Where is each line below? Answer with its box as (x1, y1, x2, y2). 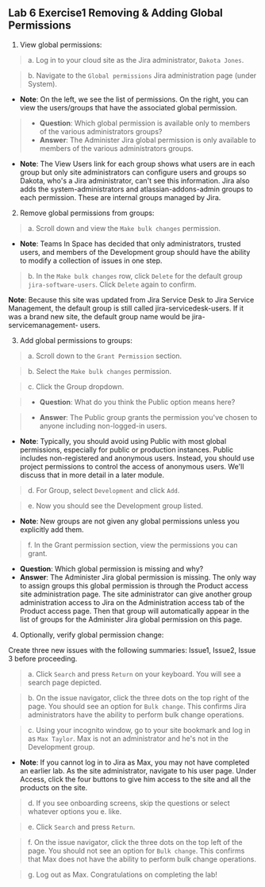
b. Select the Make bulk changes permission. (27, 366, 172, 376)
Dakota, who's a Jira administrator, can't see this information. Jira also (19, 175, 250, 185)
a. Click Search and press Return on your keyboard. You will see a (27, 669, 242, 678)
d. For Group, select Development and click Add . (27, 485, 180, 495)
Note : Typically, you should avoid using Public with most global (19, 436, 227, 445)
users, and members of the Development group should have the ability (19, 247, 251, 256)
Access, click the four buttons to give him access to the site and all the (19, 774, 252, 784)
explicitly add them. (19, 524, 85, 534)
